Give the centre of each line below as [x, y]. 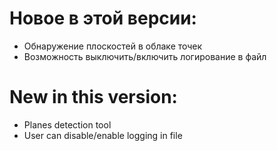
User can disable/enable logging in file [103, 135]
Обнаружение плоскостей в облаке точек [113, 46]
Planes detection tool [67, 124]
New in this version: [93, 97]
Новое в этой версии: [103, 18]
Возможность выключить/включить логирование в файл [145, 56]
